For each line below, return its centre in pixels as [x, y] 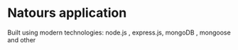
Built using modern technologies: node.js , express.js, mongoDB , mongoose [119, 32]
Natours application [67, 13]
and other [22, 39]
